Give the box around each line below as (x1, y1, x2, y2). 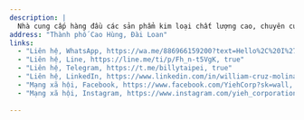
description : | (9, 13, 67, 23)
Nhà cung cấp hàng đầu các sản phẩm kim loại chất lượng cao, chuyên (17, 22, 285, 31)
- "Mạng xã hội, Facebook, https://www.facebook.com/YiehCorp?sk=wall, (17, 80, 294, 89)
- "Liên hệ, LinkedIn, (17, 72, 103, 81)
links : (9, 38, 34, 48)
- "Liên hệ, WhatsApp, (17, 47, 103, 56)
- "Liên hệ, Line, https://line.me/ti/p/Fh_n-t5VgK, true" (17, 55, 245, 64)
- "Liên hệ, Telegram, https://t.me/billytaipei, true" (17, 64, 233, 73)
